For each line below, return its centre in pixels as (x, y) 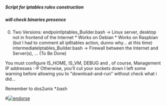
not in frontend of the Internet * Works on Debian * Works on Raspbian (85, 37)
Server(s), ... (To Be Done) (39, 53)
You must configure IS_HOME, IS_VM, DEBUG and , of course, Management (83, 63)
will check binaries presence (36, 19)
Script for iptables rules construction (44, 7)
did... (10, 79)
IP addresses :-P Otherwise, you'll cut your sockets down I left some (75, 68)
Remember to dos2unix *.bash (36, 89)
